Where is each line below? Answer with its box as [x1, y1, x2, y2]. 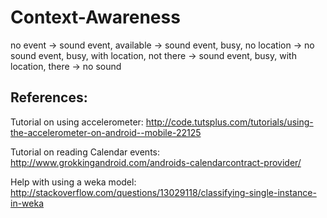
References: [10, 89, 88, 106]
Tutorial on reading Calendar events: [10, 146, 161, 158]
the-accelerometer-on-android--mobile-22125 [10, 126, 202, 138]
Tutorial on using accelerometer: [10, 116, 144, 128]
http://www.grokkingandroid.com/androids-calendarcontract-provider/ [10, 156, 302, 168]
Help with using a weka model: [10, 176, 137, 188]
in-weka [10, 197, 45, 209]
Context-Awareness [10, 6, 181, 29]
